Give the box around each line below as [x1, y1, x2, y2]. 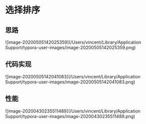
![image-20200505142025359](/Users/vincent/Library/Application [5, 39, 141, 45]
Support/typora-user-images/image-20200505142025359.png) [5, 45, 136, 50]
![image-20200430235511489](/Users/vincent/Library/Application [5, 108, 141, 114]
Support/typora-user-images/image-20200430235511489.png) [5, 113, 136, 119]
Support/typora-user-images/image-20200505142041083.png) [5, 79, 136, 85]
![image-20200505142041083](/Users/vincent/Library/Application [5, 73, 141, 79]
